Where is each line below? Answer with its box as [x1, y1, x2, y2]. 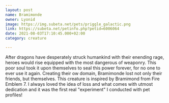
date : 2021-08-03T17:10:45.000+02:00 [5, 31, 86, 36]
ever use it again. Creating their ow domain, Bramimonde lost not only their [5, 70, 162, 76]
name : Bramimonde [5, 12, 42, 17]
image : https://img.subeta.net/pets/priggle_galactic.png [5, 21, 131, 27]
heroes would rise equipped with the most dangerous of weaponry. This [5, 59, 157, 65]
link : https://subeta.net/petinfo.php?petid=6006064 [5, 26, 120, 31]
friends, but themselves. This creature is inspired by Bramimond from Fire [5, 76, 160, 82]
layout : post [5, 7, 33, 13]
